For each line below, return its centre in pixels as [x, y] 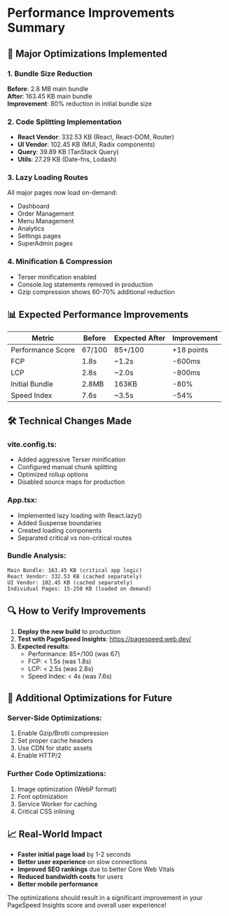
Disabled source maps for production [71, 482]
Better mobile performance [58, 884]
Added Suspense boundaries [59, 522]
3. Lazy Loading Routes [48, 178]
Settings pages [39, 236]
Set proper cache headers [55, 741]
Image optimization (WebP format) [67, 789]
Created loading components [60, 530]
